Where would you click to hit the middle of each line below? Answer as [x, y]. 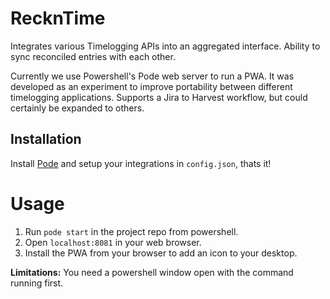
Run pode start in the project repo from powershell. [131, 231]
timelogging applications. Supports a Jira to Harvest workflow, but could [159, 97]
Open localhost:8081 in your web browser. [113, 242]
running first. [37, 283]
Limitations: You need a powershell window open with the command [152, 272]
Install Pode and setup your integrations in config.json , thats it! [141, 163]
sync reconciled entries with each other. [93, 56]
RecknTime [58, 18]
